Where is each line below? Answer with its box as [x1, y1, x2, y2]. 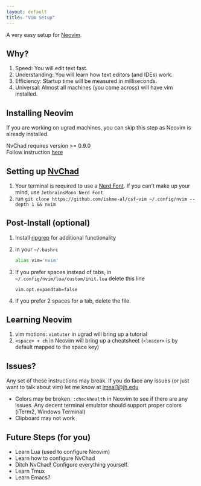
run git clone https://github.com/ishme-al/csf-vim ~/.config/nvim [14, 195, 188, 202]
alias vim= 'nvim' [14, 257, 59, 263]
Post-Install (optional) [6, 218, 91, 228]
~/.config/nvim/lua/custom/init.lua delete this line [14, 275, 145, 282]
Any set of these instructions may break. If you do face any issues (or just [6, 377, 190, 384]
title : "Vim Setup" [6, 15, 56, 21]
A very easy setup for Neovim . [6, 31, 82, 38]
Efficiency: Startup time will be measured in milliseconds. [14, 77, 158, 85]
